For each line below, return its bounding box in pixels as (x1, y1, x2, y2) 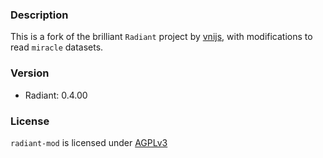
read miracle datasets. (10, 41, 104, 53)
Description (10, 8, 69, 22)
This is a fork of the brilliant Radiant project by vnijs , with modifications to (10, 31, 313, 43)
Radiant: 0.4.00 (24, 89, 88, 101)
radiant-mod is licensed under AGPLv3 (10, 136, 168, 148)
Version (10, 66, 50, 80)
